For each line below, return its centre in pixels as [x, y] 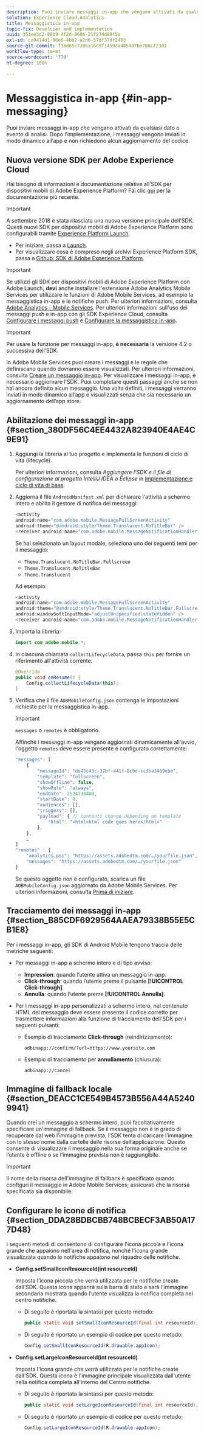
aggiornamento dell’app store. [44, 401]
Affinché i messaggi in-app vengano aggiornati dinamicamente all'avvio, [105, 742]
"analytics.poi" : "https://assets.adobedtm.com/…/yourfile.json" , [112, 856]
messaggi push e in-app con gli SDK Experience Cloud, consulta [87, 314]
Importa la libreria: [38, 631]
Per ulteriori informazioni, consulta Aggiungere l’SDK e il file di [93, 473]
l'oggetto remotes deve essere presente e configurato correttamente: [101, 749]
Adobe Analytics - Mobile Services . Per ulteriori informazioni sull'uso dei [97, 308]
